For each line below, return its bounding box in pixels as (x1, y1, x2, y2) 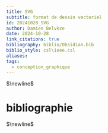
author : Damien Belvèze (6, 25, 65, 31)
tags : (6, 58, 20, 64)
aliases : (6, 53, 28, 59)
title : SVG (6, 8, 33, 15)
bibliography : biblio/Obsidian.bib (6, 42, 94, 48)
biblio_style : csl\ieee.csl (6, 47, 76, 53)
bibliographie (6, 101, 73, 115)
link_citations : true (6, 36, 60, 42)
